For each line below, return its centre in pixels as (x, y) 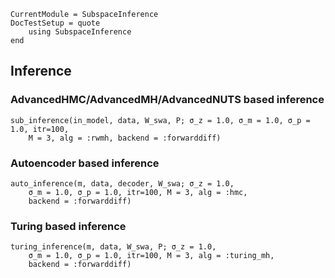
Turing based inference (68, 226)
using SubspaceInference (80, 32)
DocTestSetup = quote (55, 23)
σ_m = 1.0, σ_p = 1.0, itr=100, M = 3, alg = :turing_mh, (151, 256)
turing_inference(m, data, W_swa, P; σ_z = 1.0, (113, 247)
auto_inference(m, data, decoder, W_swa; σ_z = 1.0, (122, 183)
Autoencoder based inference (85, 163)
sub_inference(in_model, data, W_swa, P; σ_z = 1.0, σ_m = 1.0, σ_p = (160, 120)
